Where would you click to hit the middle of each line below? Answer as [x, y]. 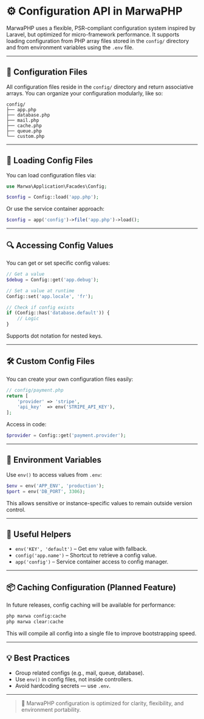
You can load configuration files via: [51, 175]
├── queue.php [24, 131]
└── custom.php [25, 136]
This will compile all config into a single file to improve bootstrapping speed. [101, 633]
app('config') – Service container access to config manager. [92, 562]
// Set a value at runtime [40, 291]
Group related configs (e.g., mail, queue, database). [80, 673]
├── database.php [28, 115]
